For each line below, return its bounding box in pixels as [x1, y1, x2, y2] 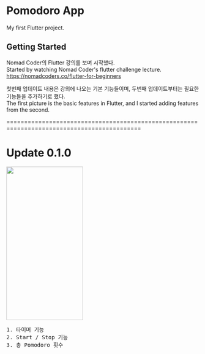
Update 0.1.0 [6, 145, 72, 160]
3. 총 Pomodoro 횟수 [6, 341, 64, 348]
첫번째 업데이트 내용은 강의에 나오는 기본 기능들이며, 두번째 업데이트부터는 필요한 [6, 85, 199, 92]
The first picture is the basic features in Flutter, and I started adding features [6, 99, 199, 107]
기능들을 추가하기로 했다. [6, 93, 65, 100]
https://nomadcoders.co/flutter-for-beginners [6, 72, 121, 80]
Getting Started [6, 42, 67, 52]
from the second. [6, 106, 50, 114]
